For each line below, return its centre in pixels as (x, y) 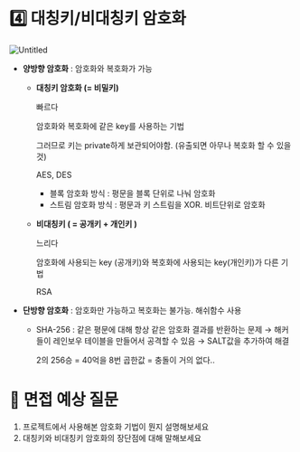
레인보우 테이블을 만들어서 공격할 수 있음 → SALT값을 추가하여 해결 (171, 341)
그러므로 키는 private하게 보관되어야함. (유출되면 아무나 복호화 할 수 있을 (164, 145)
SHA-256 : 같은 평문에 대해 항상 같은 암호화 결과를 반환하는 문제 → (154, 329)
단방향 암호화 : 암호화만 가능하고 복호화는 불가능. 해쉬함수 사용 (132, 310)
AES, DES (54, 174)
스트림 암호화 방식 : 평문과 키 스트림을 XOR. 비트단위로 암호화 (157, 204)
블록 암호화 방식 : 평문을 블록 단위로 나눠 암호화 (132, 193)
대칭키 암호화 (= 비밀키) (77, 88)
